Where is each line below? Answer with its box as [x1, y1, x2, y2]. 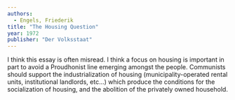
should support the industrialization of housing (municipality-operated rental [7, 71, 228, 79]
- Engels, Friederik [13, 17, 74, 24]
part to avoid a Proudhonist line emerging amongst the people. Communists [7, 63, 226, 71]
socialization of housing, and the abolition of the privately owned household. [7, 85, 228, 94]
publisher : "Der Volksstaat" [7, 36, 93, 43]
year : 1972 [7, 29, 39, 37]
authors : [7, 10, 33, 17]
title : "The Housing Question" [7, 23, 99, 30]
